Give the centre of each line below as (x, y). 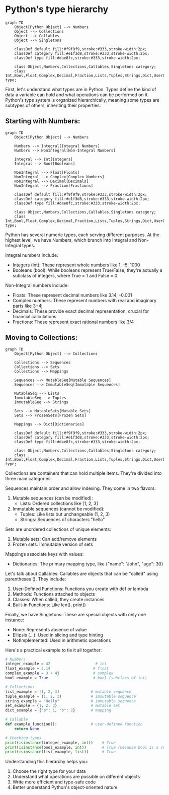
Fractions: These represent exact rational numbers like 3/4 (73, 322)
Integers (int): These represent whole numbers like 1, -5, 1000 (76, 265)
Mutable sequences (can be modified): (53, 498)
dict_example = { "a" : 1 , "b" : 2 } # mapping (58, 710)
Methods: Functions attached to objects (54, 594)
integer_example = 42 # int (56, 664)
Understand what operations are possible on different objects (76, 777)
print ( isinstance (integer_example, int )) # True (60, 743)
